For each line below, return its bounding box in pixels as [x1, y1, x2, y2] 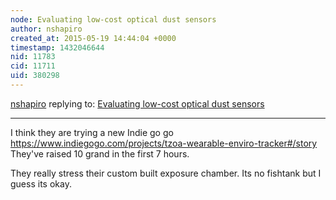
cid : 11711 [10, 61, 56, 71]
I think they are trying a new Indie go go [10, 126, 174, 138]
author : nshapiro [10, 24, 83, 34]
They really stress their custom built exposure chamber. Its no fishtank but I [10, 167, 322, 179]
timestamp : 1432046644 [10, 42, 105, 53]
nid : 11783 [10, 52, 56, 62]
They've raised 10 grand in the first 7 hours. [10, 147, 190, 160]
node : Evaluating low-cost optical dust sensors [10, 14, 217, 25]
